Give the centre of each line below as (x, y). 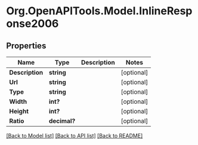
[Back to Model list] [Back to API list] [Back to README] (75, 136)
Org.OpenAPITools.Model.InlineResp (99, 11)
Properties (26, 46)
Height (19, 111)
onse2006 (33, 24)
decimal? (62, 121)
